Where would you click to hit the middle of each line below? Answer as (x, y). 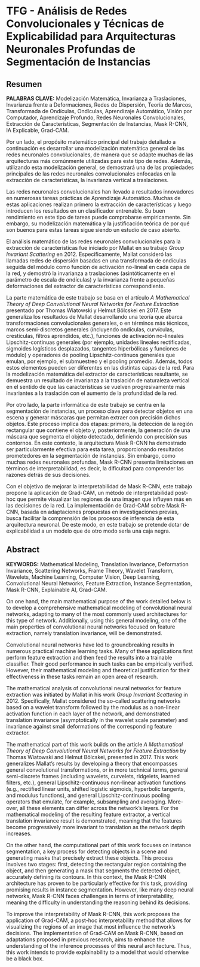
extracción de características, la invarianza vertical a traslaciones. (87, 180)
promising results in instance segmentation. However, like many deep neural (100, 889)
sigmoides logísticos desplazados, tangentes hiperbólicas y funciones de (96, 348)
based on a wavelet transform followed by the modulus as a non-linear (93, 707)
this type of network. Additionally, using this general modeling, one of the (96, 620)
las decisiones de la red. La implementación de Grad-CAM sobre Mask (93, 505)
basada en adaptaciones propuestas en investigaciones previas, (100, 512)
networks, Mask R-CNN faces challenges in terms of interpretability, (90, 896)
